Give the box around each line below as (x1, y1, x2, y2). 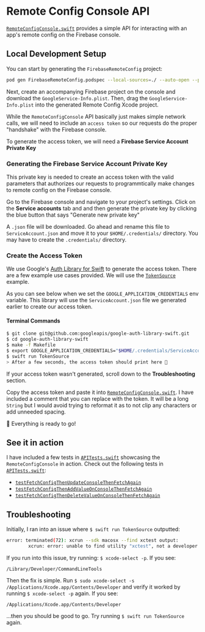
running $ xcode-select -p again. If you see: (6, 590, 118, 597)
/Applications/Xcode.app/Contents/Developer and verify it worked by (6, 583, 181, 591)
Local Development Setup (6, 49, 107, 59)
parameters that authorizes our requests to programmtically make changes (6, 179, 195, 187)
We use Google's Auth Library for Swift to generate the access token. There (6, 265, 197, 273)
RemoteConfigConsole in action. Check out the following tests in (6, 460, 164, 467)
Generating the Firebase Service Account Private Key (6, 159, 168, 168)
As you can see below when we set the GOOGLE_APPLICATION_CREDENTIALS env (6, 290, 199, 297)
